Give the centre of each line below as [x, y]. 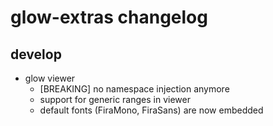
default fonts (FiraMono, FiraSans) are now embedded [151, 110]
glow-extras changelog [109, 17]
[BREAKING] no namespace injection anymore [134, 89]
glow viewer [50, 78]
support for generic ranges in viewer [115, 99]
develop [36, 54]
